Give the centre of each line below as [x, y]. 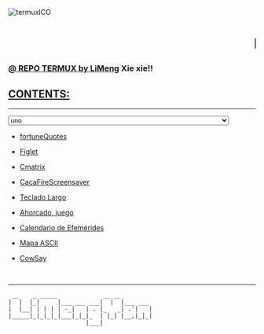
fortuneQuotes [43, 136]
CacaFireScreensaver [55, 182]
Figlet [29, 151]
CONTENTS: [39, 94]
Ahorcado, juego [46, 212]
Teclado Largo [43, 197]
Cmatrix [32, 167]
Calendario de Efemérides [62, 227]
